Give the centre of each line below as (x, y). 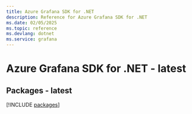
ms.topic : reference (32, 28)
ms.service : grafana (32, 39)
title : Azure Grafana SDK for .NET (50, 12)
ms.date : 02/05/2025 (32, 23)
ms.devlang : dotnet (30, 34)
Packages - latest (39, 91)
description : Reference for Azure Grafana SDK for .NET (77, 17)
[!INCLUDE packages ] (33, 105)
